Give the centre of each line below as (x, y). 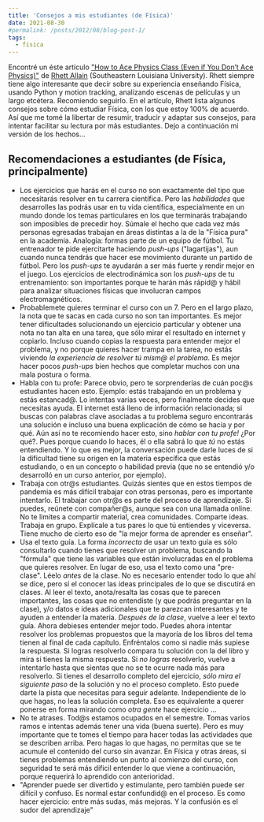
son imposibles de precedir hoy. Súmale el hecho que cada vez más (130, 223)
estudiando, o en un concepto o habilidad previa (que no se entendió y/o (137, 467)
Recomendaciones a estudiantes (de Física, (117, 159)
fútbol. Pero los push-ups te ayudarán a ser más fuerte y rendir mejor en (137, 266)
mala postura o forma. (55, 374)
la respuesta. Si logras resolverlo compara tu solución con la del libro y (134, 650)
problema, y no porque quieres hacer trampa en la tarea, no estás (126, 349)
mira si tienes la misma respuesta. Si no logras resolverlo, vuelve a (127, 659)
